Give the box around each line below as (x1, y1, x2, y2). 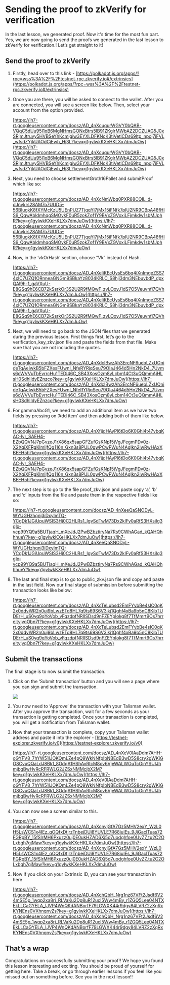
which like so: (12, 180, 41, 187)
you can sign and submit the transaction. (12, 684, 98, 690)
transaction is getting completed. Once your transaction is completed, (12, 714, 158, 720)
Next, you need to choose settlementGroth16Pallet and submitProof (12, 175, 153, 181)
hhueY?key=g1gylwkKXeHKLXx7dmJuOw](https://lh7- (12, 534, 125, 540)
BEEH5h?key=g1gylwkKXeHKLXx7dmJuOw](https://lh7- (12, 449, 129, 455)
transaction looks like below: (12, 587, 72, 593)
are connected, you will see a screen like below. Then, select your (12, 102, 150, 108)
